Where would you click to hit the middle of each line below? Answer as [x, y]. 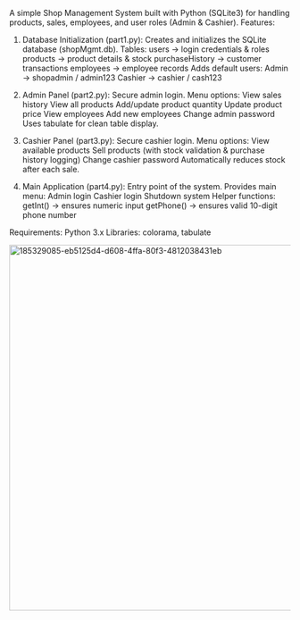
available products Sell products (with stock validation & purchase [143, 150]
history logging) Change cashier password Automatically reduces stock [154, 159]
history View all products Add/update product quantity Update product [152, 105]
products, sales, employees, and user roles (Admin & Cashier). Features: [142, 22]
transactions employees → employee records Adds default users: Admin [155, 68]
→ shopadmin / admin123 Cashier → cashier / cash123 [122, 78]
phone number [50, 215]
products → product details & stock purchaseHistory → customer [142, 59]
